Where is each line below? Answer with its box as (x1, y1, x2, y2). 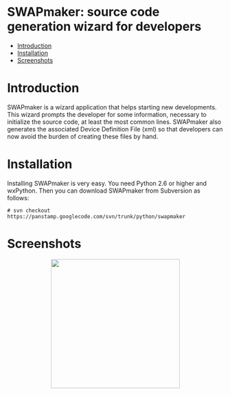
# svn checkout (7, 207, 51, 214)
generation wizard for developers (7, 19, 202, 34)
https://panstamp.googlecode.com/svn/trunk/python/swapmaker (7, 213, 186, 220)
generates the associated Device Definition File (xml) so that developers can (7, 125, 223, 133)
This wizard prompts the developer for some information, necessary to (7, 110, 207, 118)
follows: (7, 193, 30, 202)
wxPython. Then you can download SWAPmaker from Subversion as (7, 186, 200, 195)
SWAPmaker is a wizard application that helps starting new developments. (7, 103, 218, 111)
